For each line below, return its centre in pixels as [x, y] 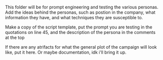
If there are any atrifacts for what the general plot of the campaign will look [81, 47]
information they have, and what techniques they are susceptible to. [74, 17]
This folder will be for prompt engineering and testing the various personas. [82, 7]
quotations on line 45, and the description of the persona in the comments [81, 32]
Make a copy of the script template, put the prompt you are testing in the [79, 27]
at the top [15, 37]
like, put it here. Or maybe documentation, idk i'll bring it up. [66, 52]
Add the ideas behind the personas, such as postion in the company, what [80, 12]
